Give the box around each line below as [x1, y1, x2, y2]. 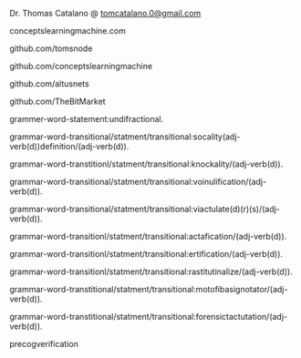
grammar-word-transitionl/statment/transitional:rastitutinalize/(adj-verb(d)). [9, 266, 294, 277]
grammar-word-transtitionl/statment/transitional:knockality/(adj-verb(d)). [9, 159, 284, 169]
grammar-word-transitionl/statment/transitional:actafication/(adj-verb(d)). [9, 231, 287, 241]
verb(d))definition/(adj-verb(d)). [9, 141, 130, 151]
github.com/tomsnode [9, 43, 93, 54]
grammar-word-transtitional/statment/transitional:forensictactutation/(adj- [9, 312, 288, 322]
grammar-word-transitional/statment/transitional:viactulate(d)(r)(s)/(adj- [9, 204, 281, 214]
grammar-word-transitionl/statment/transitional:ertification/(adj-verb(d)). [9, 249, 284, 259]
